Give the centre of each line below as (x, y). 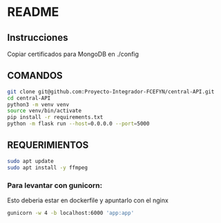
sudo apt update (30, 161)
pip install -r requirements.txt (55, 117)
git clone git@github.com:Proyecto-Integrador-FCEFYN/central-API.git (111, 91)
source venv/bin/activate (44, 111)
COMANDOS (35, 76)
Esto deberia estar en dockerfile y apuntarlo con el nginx (88, 200)
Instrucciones (38, 38)
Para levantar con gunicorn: (55, 185)
